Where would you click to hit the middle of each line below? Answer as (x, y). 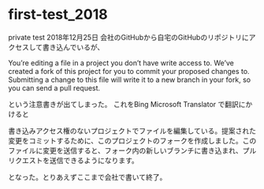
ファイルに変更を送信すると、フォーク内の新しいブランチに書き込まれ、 (125, 150)
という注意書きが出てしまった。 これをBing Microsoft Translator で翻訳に (127, 104)
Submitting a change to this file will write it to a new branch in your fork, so (129, 80)
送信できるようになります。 (94, 160)
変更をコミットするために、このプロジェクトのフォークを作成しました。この (132, 140)
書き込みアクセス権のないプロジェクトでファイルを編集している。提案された (132, 131)
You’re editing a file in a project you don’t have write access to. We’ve (121, 63)
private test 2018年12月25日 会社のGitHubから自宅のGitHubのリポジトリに (129, 37)
